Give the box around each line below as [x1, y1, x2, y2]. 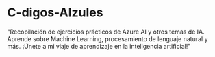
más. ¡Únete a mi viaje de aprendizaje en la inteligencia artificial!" [7, 42, 191, 50]
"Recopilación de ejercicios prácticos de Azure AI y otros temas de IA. [7, 27, 205, 36]
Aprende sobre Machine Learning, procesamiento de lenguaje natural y [7, 34, 208, 43]
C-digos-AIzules [7, 5, 103, 21]
